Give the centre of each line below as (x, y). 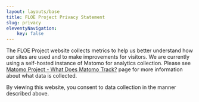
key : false (30, 34)
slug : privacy (24, 23)
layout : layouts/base (33, 12)
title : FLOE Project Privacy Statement (56, 17)
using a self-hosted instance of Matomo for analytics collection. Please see (99, 63)
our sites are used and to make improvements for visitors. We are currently (98, 57)
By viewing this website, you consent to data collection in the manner (91, 87)
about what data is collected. (42, 76)
